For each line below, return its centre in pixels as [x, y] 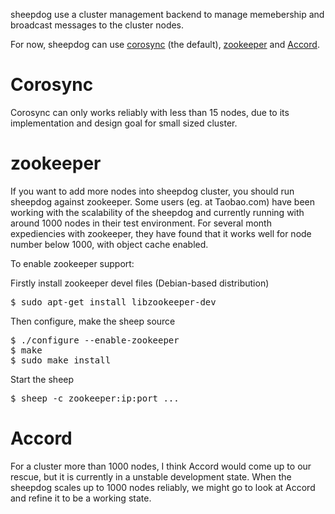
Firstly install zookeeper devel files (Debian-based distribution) [140, 283]
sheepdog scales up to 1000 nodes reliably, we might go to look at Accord [163, 487]
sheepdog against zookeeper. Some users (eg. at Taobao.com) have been [163, 201]
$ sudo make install [61, 360]
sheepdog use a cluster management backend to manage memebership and [167, 14]
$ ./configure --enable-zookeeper [95, 340]
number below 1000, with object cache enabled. [109, 244]
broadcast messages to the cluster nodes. [97, 25]
